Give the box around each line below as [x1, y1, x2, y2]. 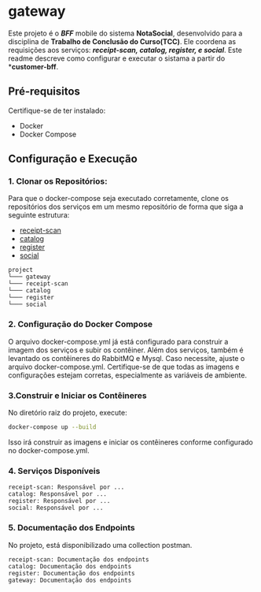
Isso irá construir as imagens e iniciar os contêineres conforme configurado [8, 437, 253, 447]
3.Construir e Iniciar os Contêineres [8, 389, 147, 400]
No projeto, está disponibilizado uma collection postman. [8, 540, 193, 549]
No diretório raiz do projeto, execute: [8, 408, 127, 418]
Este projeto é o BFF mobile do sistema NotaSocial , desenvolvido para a [8, 28, 243, 38]
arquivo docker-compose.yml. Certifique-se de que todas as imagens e [8, 362, 240, 371]
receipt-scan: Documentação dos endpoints [8, 555, 149, 564]
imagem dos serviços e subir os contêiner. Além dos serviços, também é [8, 345, 244, 355]
